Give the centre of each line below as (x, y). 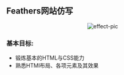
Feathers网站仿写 (40, 11)
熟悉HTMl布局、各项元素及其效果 (57, 66)
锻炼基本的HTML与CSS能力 (49, 58)
